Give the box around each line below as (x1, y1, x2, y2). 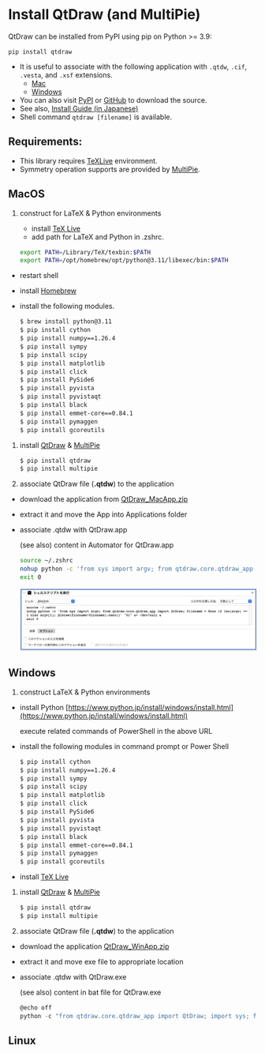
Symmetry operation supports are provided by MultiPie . (19, 164, 200, 174)
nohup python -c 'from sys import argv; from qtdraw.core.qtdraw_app (19, 565, 254, 574)
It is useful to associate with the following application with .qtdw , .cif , (19, 62, 248, 71)
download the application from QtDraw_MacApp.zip (19, 495, 188, 504)
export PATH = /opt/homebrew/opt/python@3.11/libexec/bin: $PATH (19, 257, 229, 265)
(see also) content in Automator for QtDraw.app (19, 540, 174, 550)
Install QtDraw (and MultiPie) (8, 6, 201, 24)
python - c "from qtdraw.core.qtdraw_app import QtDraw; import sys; (19, 1012, 250, 1020)
